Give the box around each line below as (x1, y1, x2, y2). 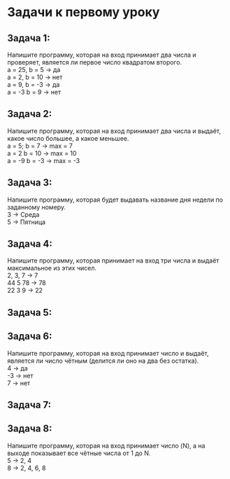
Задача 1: (7, 32, 50, 44)
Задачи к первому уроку (7, 4, 160, 20)
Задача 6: (7, 331, 52, 342)
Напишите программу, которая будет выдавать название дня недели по (7, 195, 224, 204)
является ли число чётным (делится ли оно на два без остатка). (7, 356, 199, 365)
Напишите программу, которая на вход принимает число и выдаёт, (7, 349, 209, 357)
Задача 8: (7, 423, 52, 435)
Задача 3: (7, 176, 52, 189)
